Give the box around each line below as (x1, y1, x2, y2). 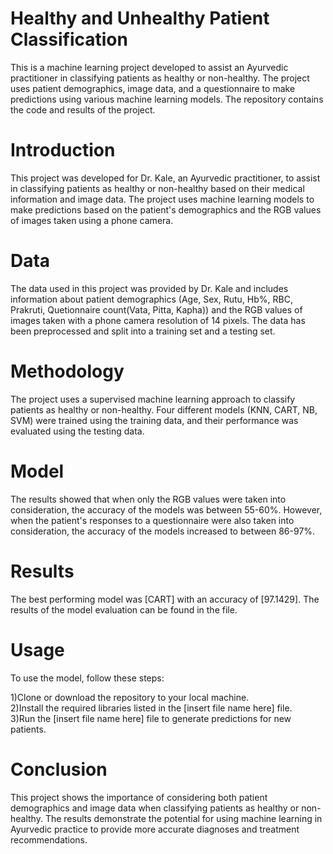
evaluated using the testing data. (10, 425, 145, 437)
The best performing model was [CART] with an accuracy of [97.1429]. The (10, 593, 320, 605)
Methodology (10, 360, 125, 382)
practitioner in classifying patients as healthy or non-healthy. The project (10, 72, 310, 84)
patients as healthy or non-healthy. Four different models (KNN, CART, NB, (10, 403, 318, 416)
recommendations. (10, 833, 88, 846)
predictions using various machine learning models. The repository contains (10, 93, 324, 105)
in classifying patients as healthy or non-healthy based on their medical (10, 182, 305, 194)
